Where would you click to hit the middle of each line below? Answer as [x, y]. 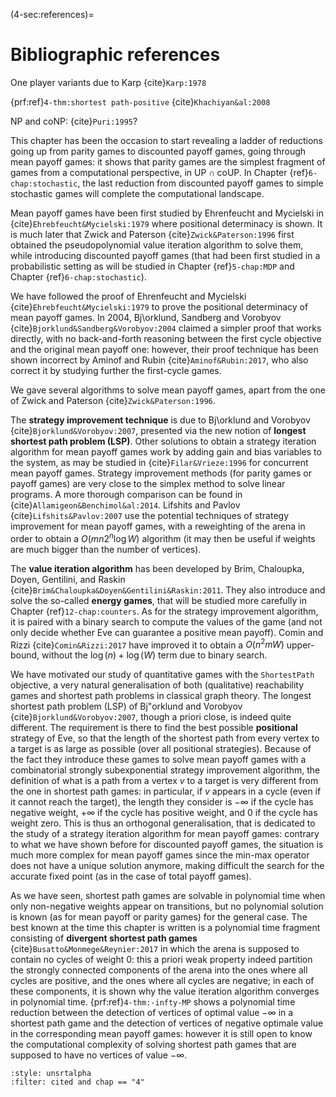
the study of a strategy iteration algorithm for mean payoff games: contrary [165, 834]
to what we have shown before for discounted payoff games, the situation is [167, 845]
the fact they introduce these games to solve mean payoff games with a [158, 760]
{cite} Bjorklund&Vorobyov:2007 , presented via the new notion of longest [158, 430]
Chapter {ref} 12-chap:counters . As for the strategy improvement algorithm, [164, 611]
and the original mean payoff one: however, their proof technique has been [164, 349]
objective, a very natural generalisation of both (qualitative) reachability [157, 685]
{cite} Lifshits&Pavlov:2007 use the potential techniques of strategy [150, 515]
